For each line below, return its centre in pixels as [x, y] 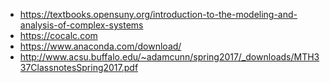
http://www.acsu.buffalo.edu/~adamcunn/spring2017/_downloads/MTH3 [169, 57]
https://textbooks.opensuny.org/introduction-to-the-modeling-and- [158, 14]
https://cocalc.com [58, 35]
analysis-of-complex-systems [81, 25]
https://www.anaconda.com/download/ [100, 46]
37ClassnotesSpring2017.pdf [79, 67]
